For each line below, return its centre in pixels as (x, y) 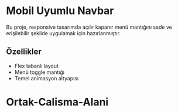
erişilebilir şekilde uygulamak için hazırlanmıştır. (64, 33)
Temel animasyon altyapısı (47, 78)
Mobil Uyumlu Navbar (60, 11)
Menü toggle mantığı (39, 72)
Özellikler (24, 52)
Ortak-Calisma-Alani (57, 102)
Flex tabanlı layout (36, 66)
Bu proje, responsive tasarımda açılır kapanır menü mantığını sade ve (89, 27)
